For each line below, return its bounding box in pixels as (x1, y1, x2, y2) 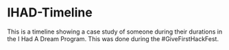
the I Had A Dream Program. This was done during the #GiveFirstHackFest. (7, 34, 219, 42)
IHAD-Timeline (7, 5, 93, 21)
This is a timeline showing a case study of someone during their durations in (7, 27, 223, 36)
